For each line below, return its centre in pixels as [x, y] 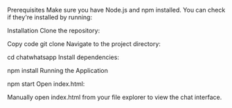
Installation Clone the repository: [54, 31]
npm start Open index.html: [46, 84]
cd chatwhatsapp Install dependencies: [63, 57]
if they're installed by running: [50, 17]
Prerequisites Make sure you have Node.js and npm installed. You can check [116, 10]
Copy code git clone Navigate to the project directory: [84, 44]
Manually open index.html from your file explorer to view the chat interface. [115, 97]
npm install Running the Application [58, 71]
